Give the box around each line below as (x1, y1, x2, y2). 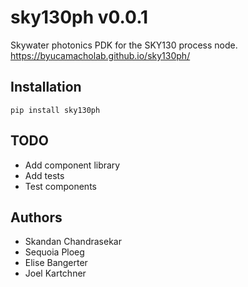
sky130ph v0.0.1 (10, 6, 149, 29)
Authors (10, 209, 63, 226)
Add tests (24, 169, 65, 181)
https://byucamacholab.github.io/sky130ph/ (10, 49, 191, 61)
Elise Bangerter (24, 257, 88, 269)
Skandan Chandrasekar (24, 236, 122, 248)
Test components (24, 180, 97, 192)
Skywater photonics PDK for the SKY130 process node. (10, 39, 238, 51)
